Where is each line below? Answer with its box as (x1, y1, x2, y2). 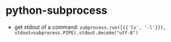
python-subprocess (5, 4, 107, 17)
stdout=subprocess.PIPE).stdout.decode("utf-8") (14, 29, 139, 36)
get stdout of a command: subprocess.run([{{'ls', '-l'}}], (14, 23, 166, 31)
